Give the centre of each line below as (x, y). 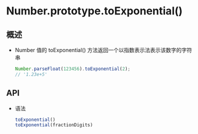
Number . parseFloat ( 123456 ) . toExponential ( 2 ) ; (72, 69)
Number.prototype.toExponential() (95, 11)
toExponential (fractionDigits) (54, 125)
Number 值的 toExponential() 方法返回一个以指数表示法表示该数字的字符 (103, 50)
